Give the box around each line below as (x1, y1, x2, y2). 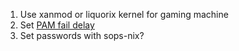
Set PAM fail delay (19, 19, 95, 31)
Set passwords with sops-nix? (19, 30, 145, 41)
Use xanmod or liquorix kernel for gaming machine (19, 9, 229, 20)
